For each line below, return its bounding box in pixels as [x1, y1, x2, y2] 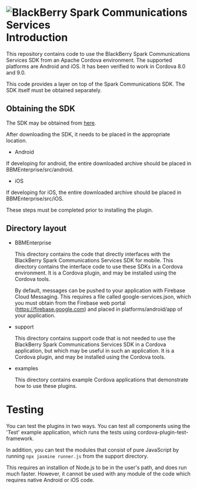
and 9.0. [6, 69, 26, 76]
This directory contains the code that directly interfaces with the [14, 250, 171, 257]
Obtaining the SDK [6, 103, 75, 114]
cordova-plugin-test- [137, 428, 189, 436]
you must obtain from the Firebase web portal [14, 299, 126, 306]
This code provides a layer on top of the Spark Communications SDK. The [6, 80, 185, 88]
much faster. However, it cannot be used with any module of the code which [6, 470, 191, 477]
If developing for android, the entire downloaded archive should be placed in [6, 159, 192, 167]
